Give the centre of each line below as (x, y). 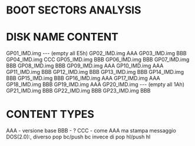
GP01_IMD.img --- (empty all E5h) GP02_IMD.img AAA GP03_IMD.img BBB (96, 53)
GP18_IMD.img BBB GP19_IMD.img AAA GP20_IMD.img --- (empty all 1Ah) (95, 84)
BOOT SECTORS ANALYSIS (74, 10)
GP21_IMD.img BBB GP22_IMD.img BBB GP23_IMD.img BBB (78, 91)
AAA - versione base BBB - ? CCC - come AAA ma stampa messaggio (91, 131)
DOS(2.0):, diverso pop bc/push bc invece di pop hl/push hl (78, 137)
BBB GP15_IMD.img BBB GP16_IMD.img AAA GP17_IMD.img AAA (83, 78)
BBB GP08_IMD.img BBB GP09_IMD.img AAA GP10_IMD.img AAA (85, 66)
